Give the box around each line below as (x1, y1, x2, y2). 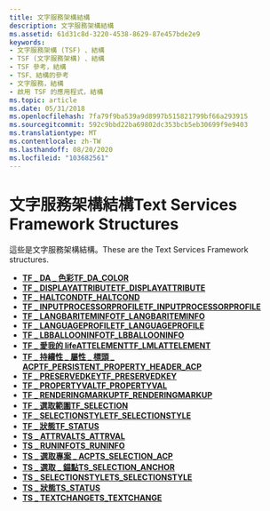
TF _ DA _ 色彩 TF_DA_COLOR (21, 273, 129, 283)
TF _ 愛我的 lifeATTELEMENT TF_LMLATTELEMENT (21, 340, 211, 351)
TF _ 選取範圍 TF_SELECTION (21, 401, 129, 411)
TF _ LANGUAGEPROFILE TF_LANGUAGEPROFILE (21, 321, 204, 331)
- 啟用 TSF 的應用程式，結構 (9, 87, 104, 96)
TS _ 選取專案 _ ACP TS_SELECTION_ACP (21, 451, 173, 462)
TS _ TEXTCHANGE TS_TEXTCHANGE (21, 492, 163, 503)
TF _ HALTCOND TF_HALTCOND (21, 292, 140, 303)
